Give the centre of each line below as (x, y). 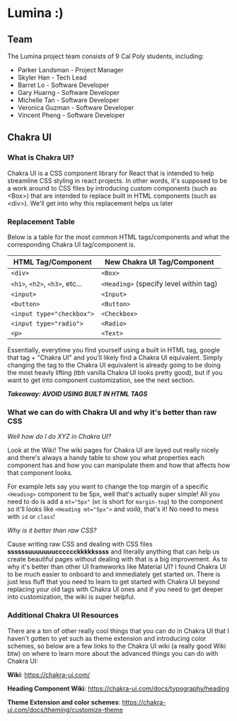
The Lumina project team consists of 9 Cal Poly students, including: (106, 56)
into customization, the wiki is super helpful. (71, 597)
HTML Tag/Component (52, 262)
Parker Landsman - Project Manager (70, 70)
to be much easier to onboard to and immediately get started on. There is (114, 574)
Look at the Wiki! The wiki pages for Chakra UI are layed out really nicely (113, 450)
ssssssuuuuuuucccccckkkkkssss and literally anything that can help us (114, 552)
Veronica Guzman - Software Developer (76, 107)
